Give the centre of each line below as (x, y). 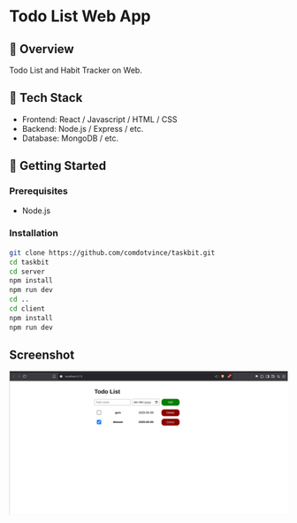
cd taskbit (29, 262)
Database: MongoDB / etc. (70, 138)
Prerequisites (38, 191)
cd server (27, 272)
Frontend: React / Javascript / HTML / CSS (99, 119)
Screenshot (42, 355)
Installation (34, 234)
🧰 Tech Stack (46, 98)
